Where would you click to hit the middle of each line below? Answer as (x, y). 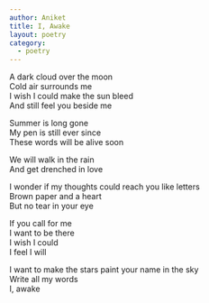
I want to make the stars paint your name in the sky (104, 270)
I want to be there (42, 233)
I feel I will (28, 252)
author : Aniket (38, 18)
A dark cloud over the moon (61, 77)
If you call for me (41, 224)
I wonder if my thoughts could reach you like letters (104, 187)
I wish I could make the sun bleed (71, 96)
